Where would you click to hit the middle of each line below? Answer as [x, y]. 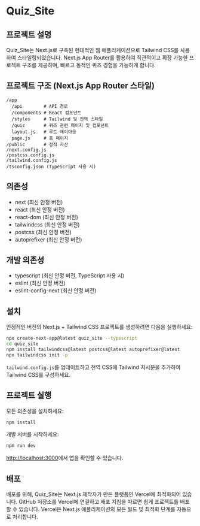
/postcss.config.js [30, 155]
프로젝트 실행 [29, 396]
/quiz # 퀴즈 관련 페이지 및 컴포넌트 [60, 125]
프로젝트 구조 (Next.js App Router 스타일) [81, 86]
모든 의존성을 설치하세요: [35, 411]
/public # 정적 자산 [37, 144]
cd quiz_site [22, 344]
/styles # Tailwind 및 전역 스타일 [57, 119]
